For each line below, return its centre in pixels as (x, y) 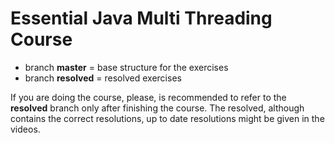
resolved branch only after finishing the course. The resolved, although (157, 108)
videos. (25, 129)
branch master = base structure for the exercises (126, 67)
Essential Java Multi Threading (141, 18)
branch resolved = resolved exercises (103, 78)
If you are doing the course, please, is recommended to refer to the (148, 97)
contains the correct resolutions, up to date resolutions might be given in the (167, 118)
